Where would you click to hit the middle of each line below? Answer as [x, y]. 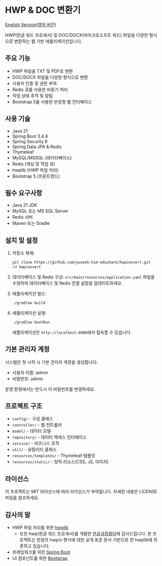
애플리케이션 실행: [29, 313]
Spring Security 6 [30, 141]
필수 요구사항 [24, 193]
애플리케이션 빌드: [29, 294]
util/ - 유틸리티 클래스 [35, 449]
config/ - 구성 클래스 [33, 419]
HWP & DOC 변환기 [43, 10]
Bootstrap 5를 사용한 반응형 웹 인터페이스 [52, 102]
